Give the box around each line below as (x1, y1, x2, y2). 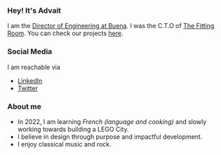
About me (7, 101, 42, 111)
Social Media (7, 46, 53, 56)
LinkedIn (17, 76, 43, 85)
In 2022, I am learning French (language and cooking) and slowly (17, 117, 207, 125)
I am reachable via (7, 63, 61, 71)
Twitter (17, 84, 39, 92)
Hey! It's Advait (7, 6, 62, 15)
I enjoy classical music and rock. (17, 139, 112, 148)
